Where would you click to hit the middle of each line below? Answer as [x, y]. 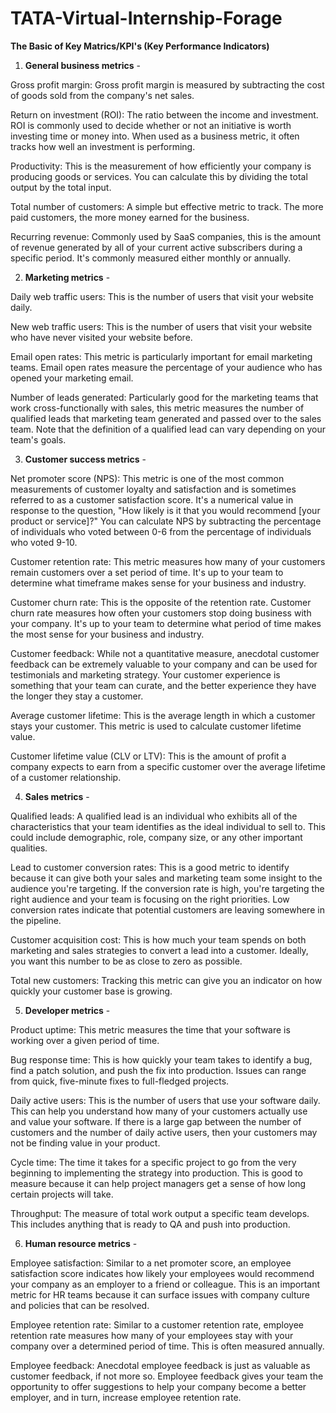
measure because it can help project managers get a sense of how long [158, 1183]
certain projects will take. [62, 1194]
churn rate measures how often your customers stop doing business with [161, 613]
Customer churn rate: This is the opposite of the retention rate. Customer [161, 602]
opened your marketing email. [72, 378]
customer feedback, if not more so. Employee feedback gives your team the [167, 1376]
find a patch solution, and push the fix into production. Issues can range [158, 1070]
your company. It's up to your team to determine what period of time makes [166, 623]
